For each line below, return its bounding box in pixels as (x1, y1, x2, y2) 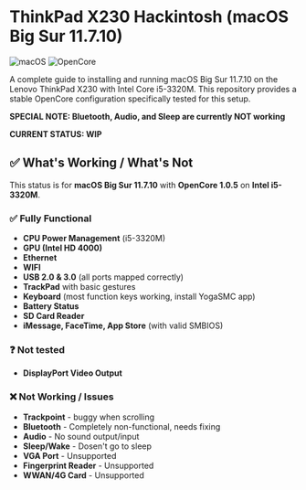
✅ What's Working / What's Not (9, 155, 194, 171)
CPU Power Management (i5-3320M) (22, 233, 166, 244)
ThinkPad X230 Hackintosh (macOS (9, 6, 290, 27)
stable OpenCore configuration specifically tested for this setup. (9, 93, 251, 104)
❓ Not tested (9, 343, 66, 356)
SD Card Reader (22, 311, 85, 322)
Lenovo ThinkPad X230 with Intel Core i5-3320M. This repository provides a (9, 83, 297, 94)
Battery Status (22, 301, 79, 312)
